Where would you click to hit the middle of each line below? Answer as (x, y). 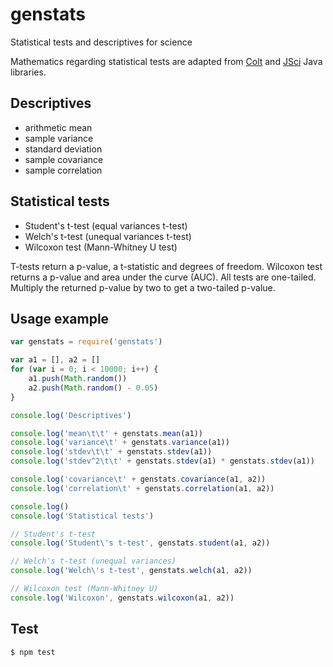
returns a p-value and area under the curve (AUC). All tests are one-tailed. (163, 277)
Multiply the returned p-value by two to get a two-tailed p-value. (143, 287)
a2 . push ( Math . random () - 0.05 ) (93, 388)
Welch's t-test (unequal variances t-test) (108, 236)
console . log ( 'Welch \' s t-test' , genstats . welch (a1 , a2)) (131, 571)
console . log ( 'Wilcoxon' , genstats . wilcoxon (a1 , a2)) (122, 598)
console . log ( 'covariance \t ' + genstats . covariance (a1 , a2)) (138, 479)
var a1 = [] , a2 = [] (55, 360)
